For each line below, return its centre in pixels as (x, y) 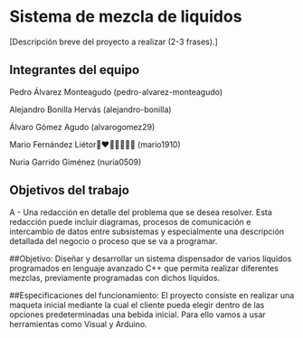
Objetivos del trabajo (69, 190)
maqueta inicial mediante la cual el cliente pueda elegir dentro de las (137, 305)
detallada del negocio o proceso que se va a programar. (114, 240)
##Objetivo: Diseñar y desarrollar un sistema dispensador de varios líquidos (151, 258)
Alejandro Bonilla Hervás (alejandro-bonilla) (90, 109)
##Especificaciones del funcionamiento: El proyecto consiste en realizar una (152, 295)
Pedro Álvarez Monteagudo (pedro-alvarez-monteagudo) (116, 91)
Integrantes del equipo (75, 70)
